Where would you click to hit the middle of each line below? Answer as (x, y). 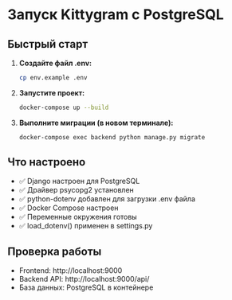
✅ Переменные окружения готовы (78, 217)
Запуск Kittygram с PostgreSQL (116, 15)
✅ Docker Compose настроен (69, 208)
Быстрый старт (48, 44)
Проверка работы (55, 251)
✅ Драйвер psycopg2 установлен (77, 190)
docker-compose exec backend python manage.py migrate (112, 137)
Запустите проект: (52, 92)
